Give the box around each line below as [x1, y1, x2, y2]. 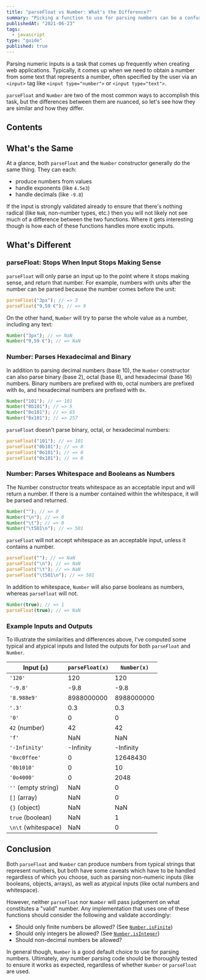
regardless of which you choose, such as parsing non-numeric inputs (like [6, 873, 194, 881]
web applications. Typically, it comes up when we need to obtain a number [6, 66, 195, 74]
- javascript [12, 32, 45, 38]
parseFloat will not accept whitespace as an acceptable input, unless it [6, 537, 186, 544]
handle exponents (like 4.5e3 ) [15, 185, 90, 192]
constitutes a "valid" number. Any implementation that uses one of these [6, 905, 189, 912]
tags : [6, 26, 20, 33]
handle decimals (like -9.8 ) [15, 191, 84, 198]
